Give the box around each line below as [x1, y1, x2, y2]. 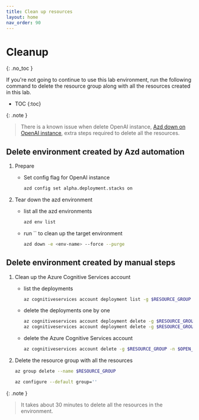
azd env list [23, 219, 56, 225]
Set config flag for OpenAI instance [23, 174, 110, 181]
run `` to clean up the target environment [23, 229, 123, 237]
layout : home [6, 14, 38, 20]
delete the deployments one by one [23, 307, 111, 314]
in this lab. [6, 89, 31, 96]
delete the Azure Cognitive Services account [23, 335, 133, 342]
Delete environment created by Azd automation [6, 146, 185, 157]
